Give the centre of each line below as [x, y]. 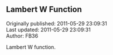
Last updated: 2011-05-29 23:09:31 [48, 30]
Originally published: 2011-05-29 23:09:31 [56, 23]
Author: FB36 [22, 36]
